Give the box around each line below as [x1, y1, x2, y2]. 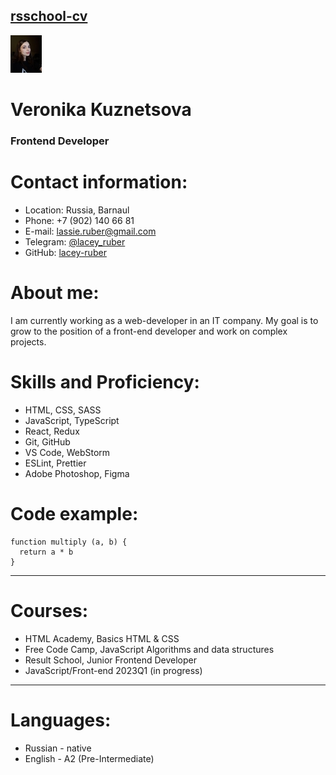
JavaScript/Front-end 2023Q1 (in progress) [24, 664, 203, 676]
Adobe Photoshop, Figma [24, 467, 130, 479]
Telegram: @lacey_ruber [24, 235, 126, 248]
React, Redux [24, 425, 80, 437]
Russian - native [24, 742, 92, 754]
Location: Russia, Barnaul [24, 204, 130, 216]
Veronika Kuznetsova [10, 99, 192, 121]
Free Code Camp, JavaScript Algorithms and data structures [24, 643, 275, 655]
